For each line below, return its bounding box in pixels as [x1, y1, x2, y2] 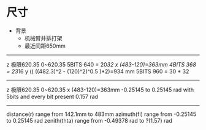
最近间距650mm [24, 42, 66, 49]
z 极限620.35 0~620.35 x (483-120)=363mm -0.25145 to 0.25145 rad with [6, 86, 194, 93]
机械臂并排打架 [24, 34, 63, 42]
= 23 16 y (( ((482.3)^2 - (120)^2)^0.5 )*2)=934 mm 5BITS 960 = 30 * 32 [6, 68, 189, 75]
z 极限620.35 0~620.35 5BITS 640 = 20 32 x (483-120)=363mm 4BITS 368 [6, 60, 196, 68]
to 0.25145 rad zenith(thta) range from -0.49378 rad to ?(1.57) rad [6, 117, 173, 124]
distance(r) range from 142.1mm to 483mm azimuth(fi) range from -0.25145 [6, 110, 197, 118]
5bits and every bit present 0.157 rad [6, 93, 99, 100]
